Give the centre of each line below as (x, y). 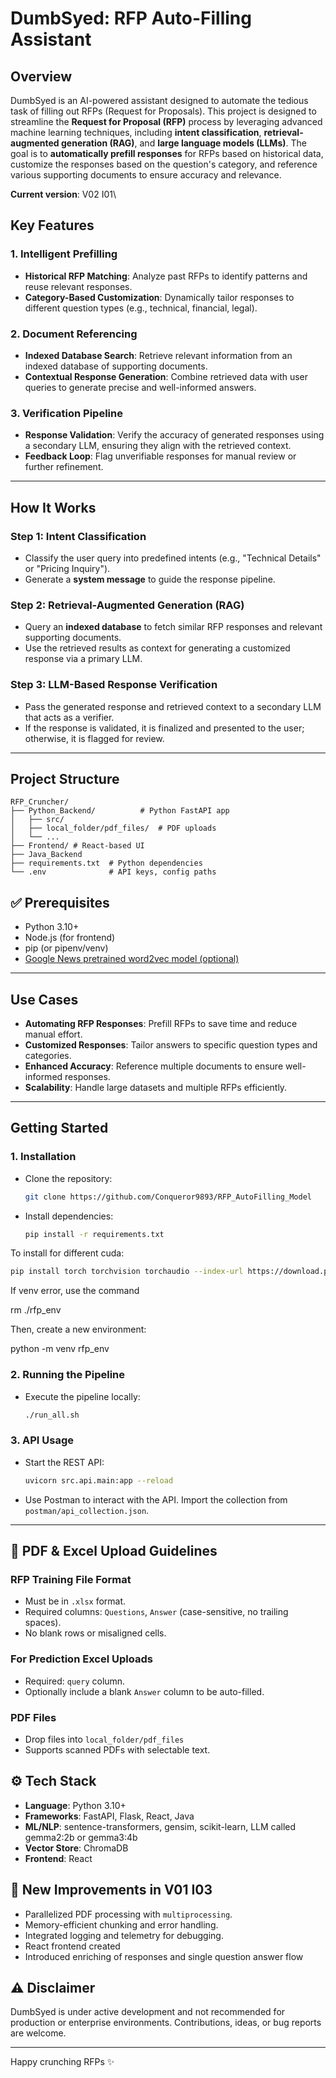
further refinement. (64, 467)
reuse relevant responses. (78, 286)
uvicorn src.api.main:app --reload (99, 1480)
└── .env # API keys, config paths (113, 872)
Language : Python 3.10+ (75, 1805)
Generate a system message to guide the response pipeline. (150, 579)
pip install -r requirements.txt (94, 1234)
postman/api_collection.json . (87, 1510)
